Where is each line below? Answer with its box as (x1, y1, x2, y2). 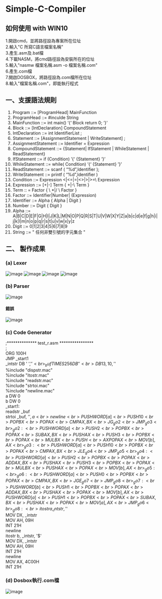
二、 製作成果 (5, 245, 46, 253)
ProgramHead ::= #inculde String (12, 115, 79, 120)
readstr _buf (5, 408, 30, 415)
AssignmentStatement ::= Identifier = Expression (12, 140, 110, 146)
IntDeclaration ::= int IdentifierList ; (12, 130, 82, 136)
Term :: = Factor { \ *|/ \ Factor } (12, 187, 77, 193)
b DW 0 (5, 398, 21, 404)
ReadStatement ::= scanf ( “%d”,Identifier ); (12, 166, 100, 172)
